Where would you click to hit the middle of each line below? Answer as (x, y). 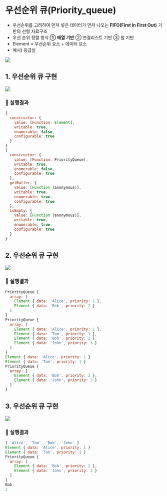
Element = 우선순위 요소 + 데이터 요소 (49, 43)
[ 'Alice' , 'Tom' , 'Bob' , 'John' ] (42, 443)
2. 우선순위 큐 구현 (32, 255)
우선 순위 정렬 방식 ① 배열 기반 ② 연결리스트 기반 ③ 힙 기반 (73, 37)
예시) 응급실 (24, 50)
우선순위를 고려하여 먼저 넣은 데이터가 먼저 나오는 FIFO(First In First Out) (85, 25)
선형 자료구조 (34, 31)
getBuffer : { (23, 183)
